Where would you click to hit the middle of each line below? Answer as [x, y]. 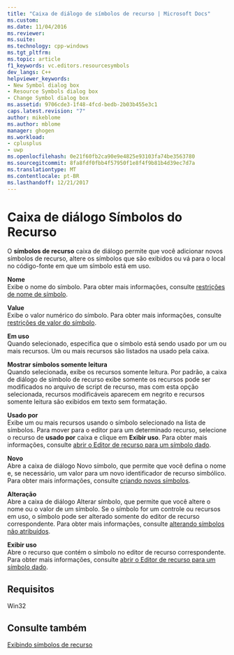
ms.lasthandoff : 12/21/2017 [48, 182]
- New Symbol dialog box [43, 85]
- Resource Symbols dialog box [53, 91]
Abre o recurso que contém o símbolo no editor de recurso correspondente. [116, 552]
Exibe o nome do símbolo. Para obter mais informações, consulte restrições [116, 287]
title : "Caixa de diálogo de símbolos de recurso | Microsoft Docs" [109, 14]
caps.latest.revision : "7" [46, 111]
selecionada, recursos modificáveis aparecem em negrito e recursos [106, 395]
